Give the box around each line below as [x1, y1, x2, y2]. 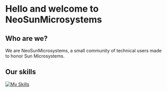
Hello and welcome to [5, 3, 99, 15]
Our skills [5, 68, 36, 76]
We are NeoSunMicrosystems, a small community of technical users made [5, 48, 162, 53]
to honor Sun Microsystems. [5, 53, 65, 59]
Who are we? [5, 34, 48, 43]
